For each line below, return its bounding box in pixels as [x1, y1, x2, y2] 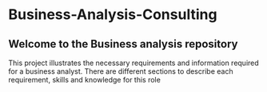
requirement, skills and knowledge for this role [8, 75, 161, 84]
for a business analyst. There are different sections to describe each [8, 67, 233, 76]
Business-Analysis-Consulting [8, 6, 217, 24]
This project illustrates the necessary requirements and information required [8, 58, 260, 67]
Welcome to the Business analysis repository [8, 37, 238, 51]
